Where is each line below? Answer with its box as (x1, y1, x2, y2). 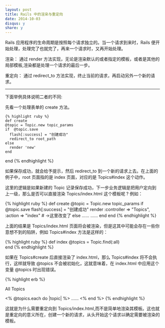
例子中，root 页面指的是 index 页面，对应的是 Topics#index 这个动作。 (5, 174, 148, 180)
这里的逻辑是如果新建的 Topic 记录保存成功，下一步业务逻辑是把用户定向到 (5, 185, 157, 191)
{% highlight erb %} (5, 276, 46, 282)
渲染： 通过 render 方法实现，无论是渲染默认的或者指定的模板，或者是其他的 (5, 56, 160, 62)
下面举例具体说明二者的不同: (5, 94, 63, 100)
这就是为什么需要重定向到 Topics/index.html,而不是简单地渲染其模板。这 (5, 305, 151, 312)
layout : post (5, 7, 32, 12)
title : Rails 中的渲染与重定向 (5, 12, 63, 17)
